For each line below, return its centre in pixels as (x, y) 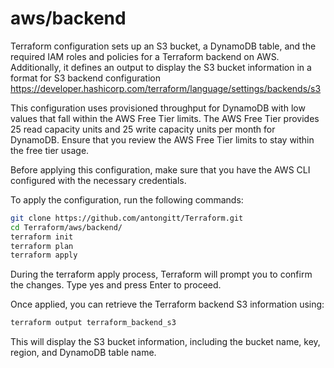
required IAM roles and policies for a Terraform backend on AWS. (145, 56)
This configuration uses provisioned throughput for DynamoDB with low (158, 108)
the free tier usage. (50, 150)
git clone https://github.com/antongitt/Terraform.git (127, 218)
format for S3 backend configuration (85, 78)
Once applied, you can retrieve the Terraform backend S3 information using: (167, 304)
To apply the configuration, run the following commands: (127, 199)
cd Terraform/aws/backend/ (66, 227)
